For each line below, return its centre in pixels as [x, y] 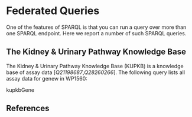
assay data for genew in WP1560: [47, 78]
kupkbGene [20, 90]
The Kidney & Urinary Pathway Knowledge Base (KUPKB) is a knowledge [95, 66]
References [28, 108]
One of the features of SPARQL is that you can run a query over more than [96, 27]
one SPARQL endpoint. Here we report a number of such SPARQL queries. [96, 33]
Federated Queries [53, 11]
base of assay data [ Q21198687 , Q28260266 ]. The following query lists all [95, 72]
